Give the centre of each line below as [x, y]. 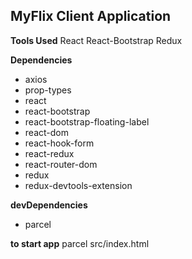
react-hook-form [59, 143]
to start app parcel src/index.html [80, 243]
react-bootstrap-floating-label [87, 121]
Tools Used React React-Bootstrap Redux [96, 40]
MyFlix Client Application [91, 16]
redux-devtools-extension [78, 185]
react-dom [46, 132]
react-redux [49, 153]
